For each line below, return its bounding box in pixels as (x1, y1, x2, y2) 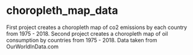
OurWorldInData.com (6, 43, 59, 50)
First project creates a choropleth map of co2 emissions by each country (6, 24, 188, 31)
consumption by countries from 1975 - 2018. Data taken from (6, 36, 157, 44)
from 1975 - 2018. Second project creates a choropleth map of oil (6, 30, 168, 37)
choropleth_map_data (6, 4, 119, 18)
